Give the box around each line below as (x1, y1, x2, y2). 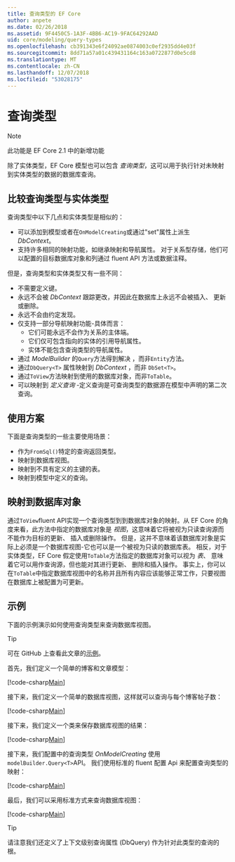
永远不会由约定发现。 (17, 310, 79, 319)
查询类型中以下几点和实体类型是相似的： (7, 213, 124, 222)
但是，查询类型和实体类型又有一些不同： (7, 269, 124, 278)
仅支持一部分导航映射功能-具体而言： (17, 319, 126, 328)
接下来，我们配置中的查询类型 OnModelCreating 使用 (7, 749, 161, 758)
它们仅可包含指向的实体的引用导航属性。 (27, 337, 145, 346)
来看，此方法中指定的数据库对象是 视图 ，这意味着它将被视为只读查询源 (13, 525, 218, 533)
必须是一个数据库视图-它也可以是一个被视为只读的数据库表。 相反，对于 (19, 543, 227, 551)
